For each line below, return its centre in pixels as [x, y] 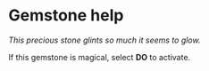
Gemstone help [66, 16]
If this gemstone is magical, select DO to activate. [100, 57]
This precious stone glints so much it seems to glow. [104, 40]
